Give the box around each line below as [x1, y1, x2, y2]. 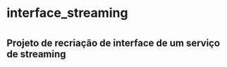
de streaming [6, 48, 66, 61]
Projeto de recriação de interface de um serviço [6, 37, 220, 49]
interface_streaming [6, 5, 128, 21]
